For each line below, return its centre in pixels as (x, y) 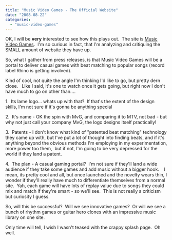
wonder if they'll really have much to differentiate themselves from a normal (85, 181)
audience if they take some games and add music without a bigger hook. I (85, 169)
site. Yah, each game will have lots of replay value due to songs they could (85, 186)
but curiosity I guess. (27, 197)
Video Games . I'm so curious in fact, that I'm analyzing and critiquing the (83, 45)
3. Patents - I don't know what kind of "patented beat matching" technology (86, 132)
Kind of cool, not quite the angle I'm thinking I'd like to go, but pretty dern (83, 81)
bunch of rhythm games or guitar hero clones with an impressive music (81, 212)
